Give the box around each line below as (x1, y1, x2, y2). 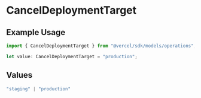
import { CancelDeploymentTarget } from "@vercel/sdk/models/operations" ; (6, 43, 197, 49)
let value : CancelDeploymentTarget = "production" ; (6, 53, 138, 59)
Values (6, 70, 33, 80)
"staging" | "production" (6, 86, 71, 92)
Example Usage (6, 27, 66, 37)
